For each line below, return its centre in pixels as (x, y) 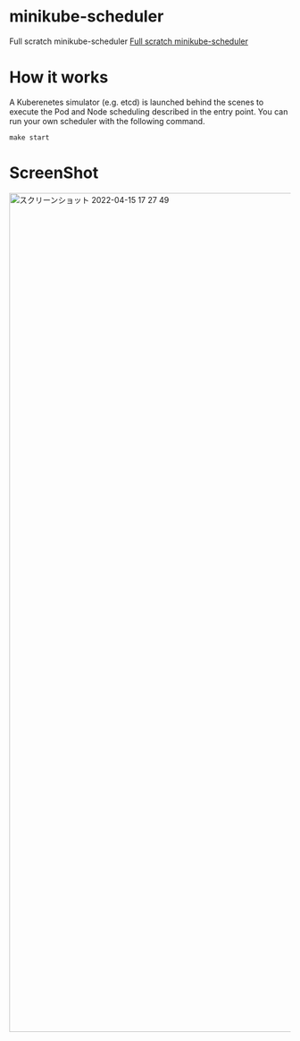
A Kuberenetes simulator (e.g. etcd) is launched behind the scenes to (137, 102)
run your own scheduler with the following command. (107, 121)
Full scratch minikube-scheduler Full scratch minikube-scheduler (129, 41)
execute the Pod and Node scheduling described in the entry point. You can (149, 111)
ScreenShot (54, 173)
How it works (59, 77)
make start (29, 137)
